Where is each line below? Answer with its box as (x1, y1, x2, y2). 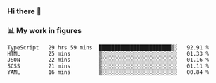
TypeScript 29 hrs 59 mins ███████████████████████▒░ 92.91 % (7, 44, 210, 51)
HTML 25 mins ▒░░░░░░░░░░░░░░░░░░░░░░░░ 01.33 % (7, 51, 210, 58)
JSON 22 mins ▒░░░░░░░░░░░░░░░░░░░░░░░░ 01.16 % (7, 56, 210, 64)
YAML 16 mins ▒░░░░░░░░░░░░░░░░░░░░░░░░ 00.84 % (7, 69, 210, 76)
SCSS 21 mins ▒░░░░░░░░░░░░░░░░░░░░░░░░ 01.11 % (7, 63, 210, 70)
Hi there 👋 (7, 6, 42, 16)
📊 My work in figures (7, 25, 82, 35)
